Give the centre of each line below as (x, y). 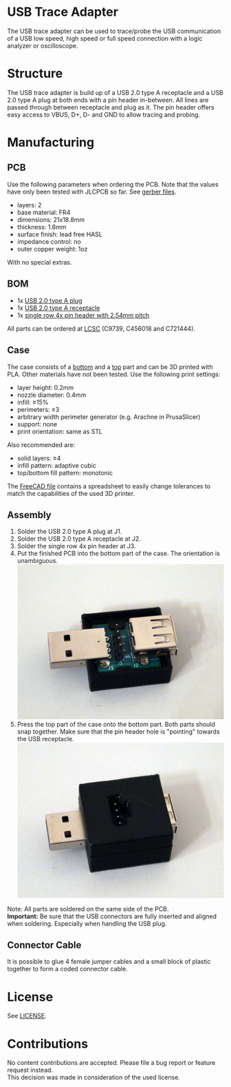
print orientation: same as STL (60, 431)
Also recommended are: (41, 444)
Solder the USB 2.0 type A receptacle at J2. (79, 539)
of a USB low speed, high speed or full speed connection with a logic (105, 38)
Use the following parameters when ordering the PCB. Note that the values (113, 184)
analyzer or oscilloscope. (43, 45)
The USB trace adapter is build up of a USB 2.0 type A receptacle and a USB (115, 92)
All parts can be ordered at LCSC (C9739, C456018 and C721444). (101, 329)
